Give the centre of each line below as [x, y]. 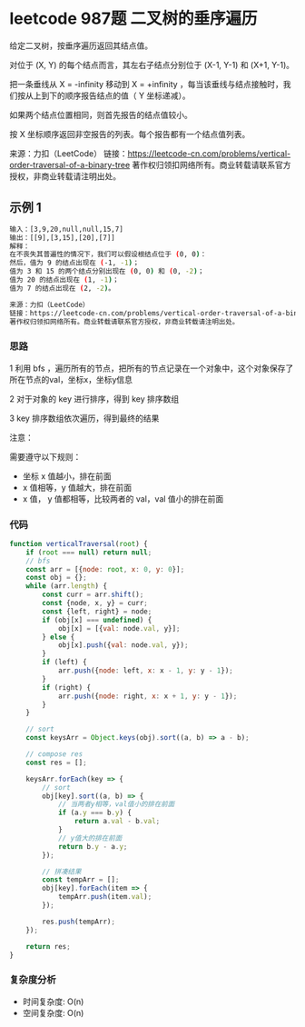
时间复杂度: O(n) [53, 1002]
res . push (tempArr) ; [79, 922]
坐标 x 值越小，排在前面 [67, 476]
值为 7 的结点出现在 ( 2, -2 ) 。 [62, 288]
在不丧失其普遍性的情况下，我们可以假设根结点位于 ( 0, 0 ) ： [108, 254]
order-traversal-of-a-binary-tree [70, 165]
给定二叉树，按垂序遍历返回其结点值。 [81, 45]
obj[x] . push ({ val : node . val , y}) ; [123, 645]
